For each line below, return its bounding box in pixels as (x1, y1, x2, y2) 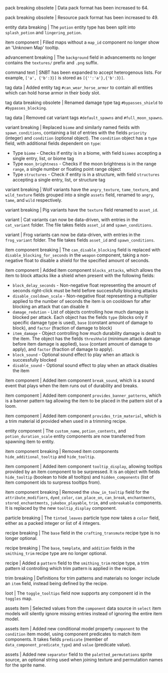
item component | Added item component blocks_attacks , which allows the (5, 267, 161, 273)
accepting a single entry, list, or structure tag (12, 177, 105, 183)
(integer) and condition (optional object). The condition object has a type (5, 135, 157, 141)
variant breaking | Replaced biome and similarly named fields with (5, 125, 140, 130)
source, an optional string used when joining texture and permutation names (5, 657, 163, 662)
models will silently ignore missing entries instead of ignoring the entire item (5, 611, 162, 616)
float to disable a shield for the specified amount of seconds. (24, 258, 150, 263)
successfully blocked (12, 357, 57, 363)
